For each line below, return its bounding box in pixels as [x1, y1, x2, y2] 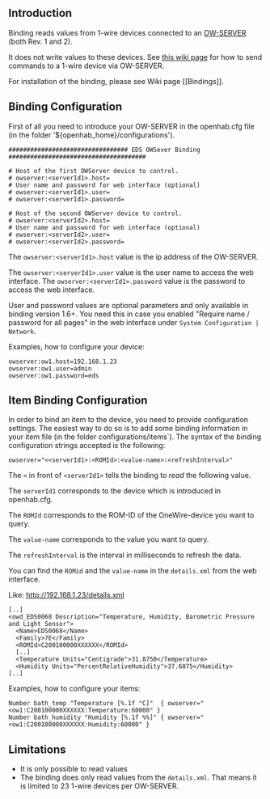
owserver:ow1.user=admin [8, 364, 92, 373]
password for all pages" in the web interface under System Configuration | [8, 317, 259, 327]
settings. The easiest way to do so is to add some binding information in [8, 424, 248, 433]
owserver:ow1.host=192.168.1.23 [8, 357, 117, 366]
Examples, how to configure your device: [8, 341, 145, 351]
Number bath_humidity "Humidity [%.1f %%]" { [8, 713, 164, 722]
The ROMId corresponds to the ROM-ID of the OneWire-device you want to [8, 510, 255, 520]
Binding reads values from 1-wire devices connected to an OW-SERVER [8, 27, 247, 37]
